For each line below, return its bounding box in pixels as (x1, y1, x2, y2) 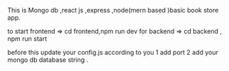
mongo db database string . (7, 56, 89, 64)
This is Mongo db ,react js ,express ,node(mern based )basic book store (7, 6, 219, 14)
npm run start (7, 34, 48, 43)
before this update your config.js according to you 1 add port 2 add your (7, 49, 219, 56)
